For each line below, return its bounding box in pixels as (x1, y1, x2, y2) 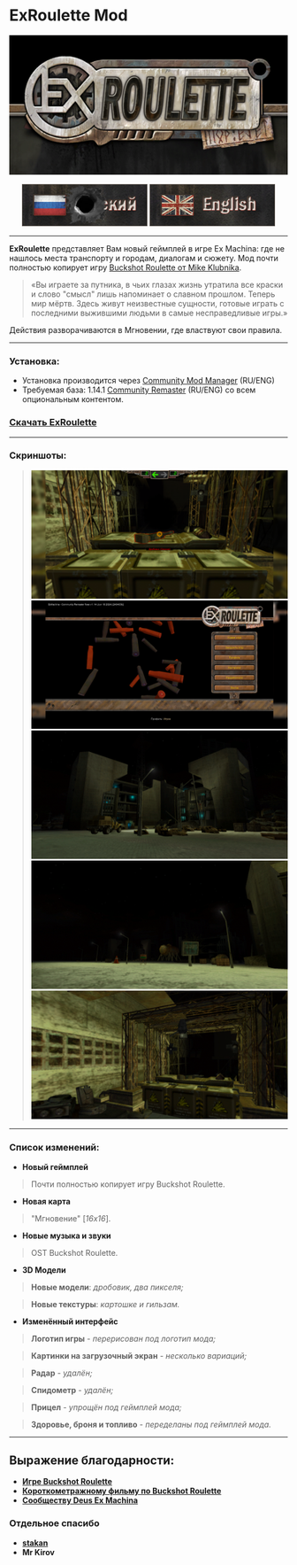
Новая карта (21, 1196, 71, 1206)
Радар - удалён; (30, 1367, 93, 1378)
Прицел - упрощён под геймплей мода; (30, 1401, 183, 1413)
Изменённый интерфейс (21, 1316, 118, 1327)
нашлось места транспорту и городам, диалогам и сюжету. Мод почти (9, 252, 278, 263)
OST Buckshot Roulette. (30, 1247, 118, 1258)
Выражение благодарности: (9, 1453, 175, 1468)
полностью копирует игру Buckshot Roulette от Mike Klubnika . (9, 262, 242, 273)
